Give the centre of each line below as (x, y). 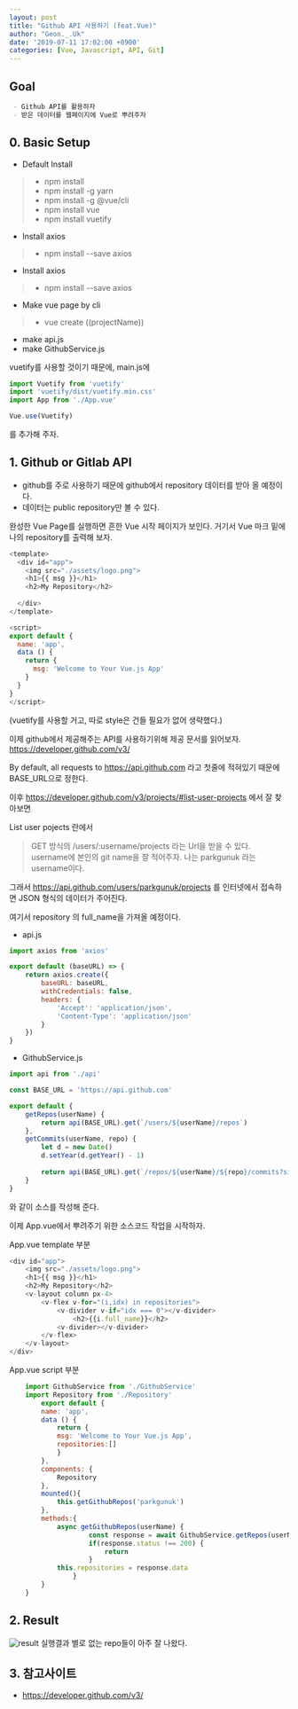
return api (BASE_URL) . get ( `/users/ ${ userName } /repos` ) (145, 1123)
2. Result (34, 1621)
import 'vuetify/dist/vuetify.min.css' (83, 392)
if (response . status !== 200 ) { (146, 1543)
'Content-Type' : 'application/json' (124, 1016)
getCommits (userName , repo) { (81, 1139)
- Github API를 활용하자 (54, 106)
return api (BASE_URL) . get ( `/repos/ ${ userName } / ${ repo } (145, 1172)
